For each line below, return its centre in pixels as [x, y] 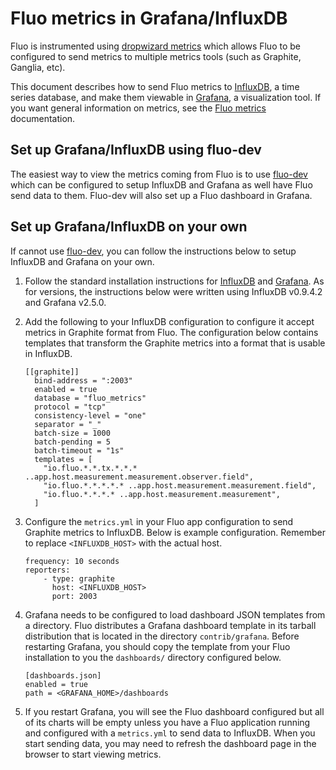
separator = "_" [68, 424]
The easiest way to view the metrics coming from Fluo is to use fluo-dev [159, 174]
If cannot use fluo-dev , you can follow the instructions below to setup [153, 251]
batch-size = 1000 [72, 433]
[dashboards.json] [63, 675]
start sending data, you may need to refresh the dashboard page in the [170, 743]
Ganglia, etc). [38, 67]
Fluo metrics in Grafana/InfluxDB [149, 18]
